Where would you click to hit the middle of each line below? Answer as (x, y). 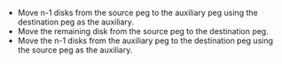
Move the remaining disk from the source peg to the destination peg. (143, 31)
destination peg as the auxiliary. (76, 22)
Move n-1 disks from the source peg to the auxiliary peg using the (138, 13)
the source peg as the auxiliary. (75, 50)
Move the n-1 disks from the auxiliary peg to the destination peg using (145, 40)
